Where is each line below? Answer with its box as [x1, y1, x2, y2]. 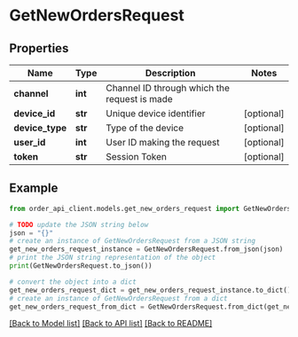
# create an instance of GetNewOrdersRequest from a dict [9, 294, 228, 302]
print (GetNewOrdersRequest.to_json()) [9, 262, 153, 270]
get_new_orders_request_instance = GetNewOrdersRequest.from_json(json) [9, 245, 284, 254]
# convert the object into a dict [9, 277, 137, 286]
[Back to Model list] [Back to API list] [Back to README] [9, 318, 213, 329]
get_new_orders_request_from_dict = [9, 302, 145, 311]
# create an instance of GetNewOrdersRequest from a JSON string [9, 237, 255, 246]
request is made [106, 93, 173, 105]
